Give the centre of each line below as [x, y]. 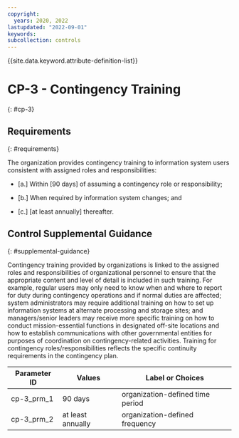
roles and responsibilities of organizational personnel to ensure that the [112, 272]
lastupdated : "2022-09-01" [47, 27]
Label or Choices [175, 377]
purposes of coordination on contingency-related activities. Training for [112, 340]
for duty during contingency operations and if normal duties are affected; [115, 295]
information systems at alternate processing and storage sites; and [105, 310]
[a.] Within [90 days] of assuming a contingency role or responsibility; [120, 184]
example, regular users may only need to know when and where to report [115, 287]
